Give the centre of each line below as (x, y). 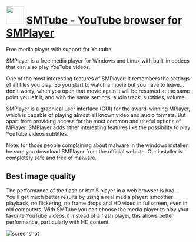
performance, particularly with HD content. (58, 222)
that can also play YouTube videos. (48, 67)
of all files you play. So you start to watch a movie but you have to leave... (95, 84)
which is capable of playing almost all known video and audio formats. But (96, 115)
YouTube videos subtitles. (37, 133)
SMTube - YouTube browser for (104, 20)
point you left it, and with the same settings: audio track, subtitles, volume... (98, 97)
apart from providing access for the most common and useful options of (94, 121)
